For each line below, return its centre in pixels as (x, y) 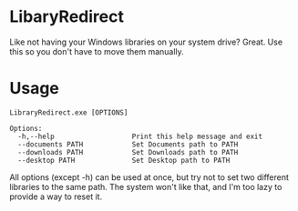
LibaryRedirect (67, 17)
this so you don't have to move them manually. (97, 51)
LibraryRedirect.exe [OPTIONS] (69, 112)
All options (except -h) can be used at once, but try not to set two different (149, 177)
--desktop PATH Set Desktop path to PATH (124, 160)
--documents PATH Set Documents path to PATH (128, 144)
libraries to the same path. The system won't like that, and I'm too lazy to (146, 186)
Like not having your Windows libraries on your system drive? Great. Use (146, 42)
